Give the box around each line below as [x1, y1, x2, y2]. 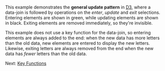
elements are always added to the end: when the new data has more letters [5, 35, 160, 41]
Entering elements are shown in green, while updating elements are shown [5, 15, 159, 20]
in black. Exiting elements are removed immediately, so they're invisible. [5, 20, 153, 26]
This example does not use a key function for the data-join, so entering [5, 30, 151, 35]
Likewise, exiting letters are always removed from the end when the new [5, 46, 154, 51]
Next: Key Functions [5, 61, 46, 66]
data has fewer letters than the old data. [5, 51, 87, 57]
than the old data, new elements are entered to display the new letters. [5, 40, 151, 46]
